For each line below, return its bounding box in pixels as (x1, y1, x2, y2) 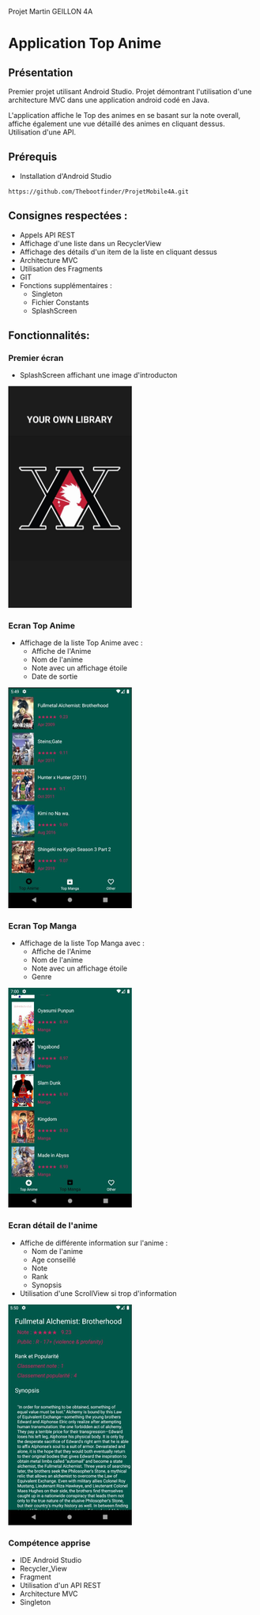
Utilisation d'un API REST (19, 1581, 101, 1590)
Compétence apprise (8, 1537, 91, 1548)
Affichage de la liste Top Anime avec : (19, 638, 143, 648)
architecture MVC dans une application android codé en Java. (8, 95, 210, 104)
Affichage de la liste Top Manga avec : (19, 938, 145, 948)
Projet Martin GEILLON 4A (8, 7, 93, 16)
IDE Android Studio (19, 1556, 82, 1565)
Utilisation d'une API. (8, 127, 77, 137)
